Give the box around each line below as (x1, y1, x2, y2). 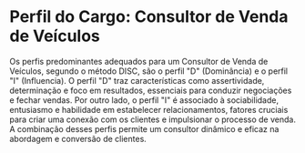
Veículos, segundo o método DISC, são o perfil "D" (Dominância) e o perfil (9, 66, 289, 76)
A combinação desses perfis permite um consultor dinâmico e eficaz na (9, 123, 280, 134)
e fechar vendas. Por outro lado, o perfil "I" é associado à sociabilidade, (9, 94, 280, 106)
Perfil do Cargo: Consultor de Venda (9, 6, 289, 27)
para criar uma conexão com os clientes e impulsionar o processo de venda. (9, 114, 296, 125)
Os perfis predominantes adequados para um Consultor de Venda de (9, 56, 269, 66)
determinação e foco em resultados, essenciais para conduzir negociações (9, 85, 292, 96)
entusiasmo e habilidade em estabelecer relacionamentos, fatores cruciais (9, 104, 289, 115)
